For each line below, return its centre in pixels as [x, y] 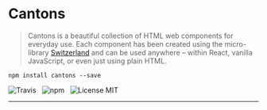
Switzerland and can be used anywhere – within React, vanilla [151, 52]
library [38, 52]
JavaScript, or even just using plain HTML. [97, 61]
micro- [235, 44]
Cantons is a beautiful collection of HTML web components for [130, 36]
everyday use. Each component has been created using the [125, 44]
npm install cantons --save [55, 75]
